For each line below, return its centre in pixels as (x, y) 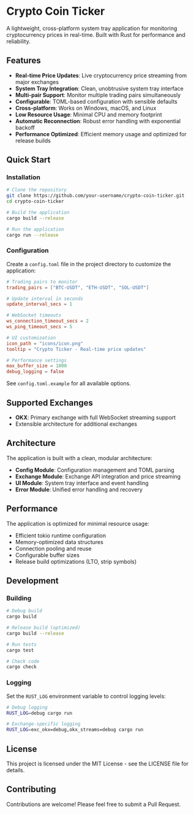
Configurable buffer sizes (47, 555)
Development (33, 581)
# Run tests (21, 644)
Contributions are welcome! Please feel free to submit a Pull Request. (94, 804)
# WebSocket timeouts (34, 315)
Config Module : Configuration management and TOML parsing (95, 470)
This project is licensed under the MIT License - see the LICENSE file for (97, 763)
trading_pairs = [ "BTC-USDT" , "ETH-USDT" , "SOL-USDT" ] (78, 287)
